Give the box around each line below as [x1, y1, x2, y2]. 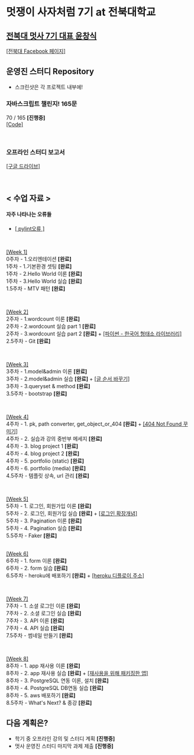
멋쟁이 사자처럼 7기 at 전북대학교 [6, 5, 156, 19]
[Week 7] [6, 595, 28, 602]
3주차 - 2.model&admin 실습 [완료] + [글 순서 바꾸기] [6, 375, 130, 382]
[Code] [6, 121, 24, 128]
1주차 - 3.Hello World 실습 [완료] [6, 278, 82, 285]
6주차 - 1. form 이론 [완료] [6, 557, 67, 564]
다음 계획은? [6, 718, 48, 728]
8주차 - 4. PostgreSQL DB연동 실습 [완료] [6, 685, 104, 691]
